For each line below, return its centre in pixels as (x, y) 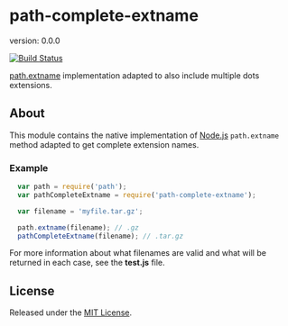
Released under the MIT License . (71, 312)
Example (29, 168)
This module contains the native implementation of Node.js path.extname (144, 135)
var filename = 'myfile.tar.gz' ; (80, 211)
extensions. (31, 85)
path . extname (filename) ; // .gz (79, 227)
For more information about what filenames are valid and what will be (138, 253)
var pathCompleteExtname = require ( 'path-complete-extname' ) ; (137, 195)
